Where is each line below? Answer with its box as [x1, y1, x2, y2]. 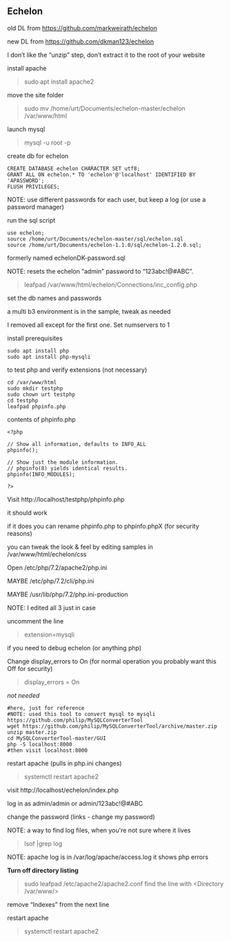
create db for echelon [7, 151, 69, 160]
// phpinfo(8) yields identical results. [7, 464, 128, 472]
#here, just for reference [7, 704, 85, 711]
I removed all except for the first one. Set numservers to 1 [7, 321, 170, 329]
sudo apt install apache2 [23, 77, 94, 86]
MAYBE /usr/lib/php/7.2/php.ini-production [7, 590, 128, 599]
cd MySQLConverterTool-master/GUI [7, 735, 107, 742]
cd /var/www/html [7, 379, 57, 386]
